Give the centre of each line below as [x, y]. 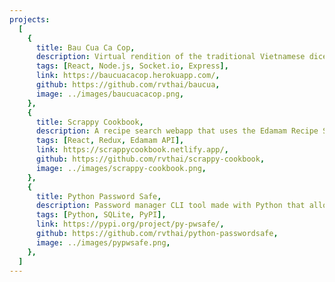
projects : [30, 19]
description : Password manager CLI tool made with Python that [170, 206]
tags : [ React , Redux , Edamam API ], [110, 141]
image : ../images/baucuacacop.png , [110, 94]
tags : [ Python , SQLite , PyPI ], [101, 215]
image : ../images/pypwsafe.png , [103, 242]
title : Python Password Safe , [98, 196]
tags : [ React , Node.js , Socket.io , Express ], [132, 66]
